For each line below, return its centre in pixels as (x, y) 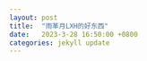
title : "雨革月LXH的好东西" (59, 26)
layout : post (34, 17)
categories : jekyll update (60, 43)
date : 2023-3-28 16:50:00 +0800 (74, 34)
